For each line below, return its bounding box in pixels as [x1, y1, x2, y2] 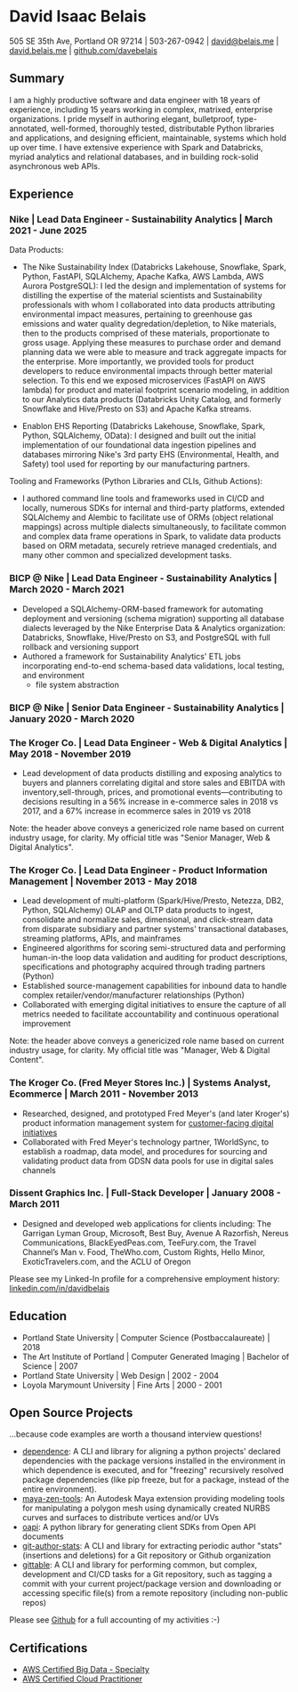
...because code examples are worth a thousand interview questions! [9, 1429, 262, 1439]
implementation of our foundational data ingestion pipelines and [21, 440, 256, 450]
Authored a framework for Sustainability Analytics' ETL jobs [21, 651, 242, 661]
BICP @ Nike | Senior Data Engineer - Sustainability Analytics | [9, 701, 285, 714]
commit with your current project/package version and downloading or [21, 1578, 282, 1590]
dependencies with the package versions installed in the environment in [21, 1455, 286, 1466]
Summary [9, 71, 65, 86]
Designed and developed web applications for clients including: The [21, 1218, 271, 1229]
